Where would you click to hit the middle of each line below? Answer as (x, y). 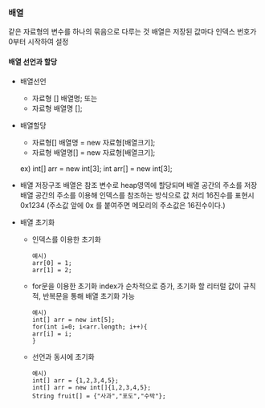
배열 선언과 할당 (33, 61)
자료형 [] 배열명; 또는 (65, 98)
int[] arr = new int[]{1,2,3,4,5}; (91, 387)
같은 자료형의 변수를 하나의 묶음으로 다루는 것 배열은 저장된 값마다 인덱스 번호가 (132, 32)
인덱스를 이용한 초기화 (67, 239)
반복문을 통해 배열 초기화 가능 (89, 296)
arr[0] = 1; (52, 263)
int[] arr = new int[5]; (73, 320)
